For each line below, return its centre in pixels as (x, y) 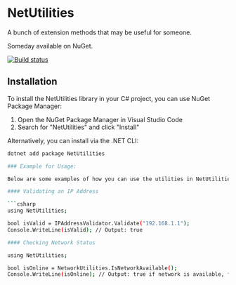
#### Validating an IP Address (53, 192)
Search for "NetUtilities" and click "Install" (78, 127)
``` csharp (22, 204)
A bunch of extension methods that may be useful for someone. (99, 32)
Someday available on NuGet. (50, 46)
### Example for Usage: (42, 166)
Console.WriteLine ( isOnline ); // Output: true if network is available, (116, 274)
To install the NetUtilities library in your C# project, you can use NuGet (109, 98)
